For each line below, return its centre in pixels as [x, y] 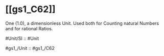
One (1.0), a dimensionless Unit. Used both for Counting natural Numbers [82, 23]
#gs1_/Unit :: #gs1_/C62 [30, 48]
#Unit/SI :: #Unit [22, 38]
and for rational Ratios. [29, 28]
